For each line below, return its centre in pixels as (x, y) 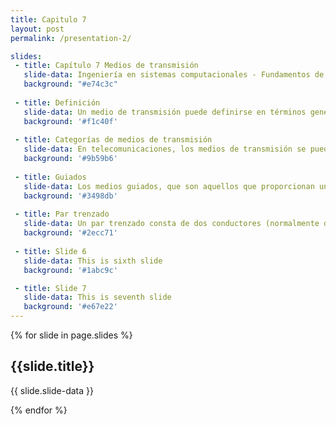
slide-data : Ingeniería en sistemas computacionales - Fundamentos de (174, 75)
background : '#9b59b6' (70, 159)
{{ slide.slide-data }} (52, 390)
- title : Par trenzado (62, 214)
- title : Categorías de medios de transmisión (113, 140)
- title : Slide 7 (50, 288)
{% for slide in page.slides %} (71, 335)
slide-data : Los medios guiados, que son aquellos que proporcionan (169, 186)
